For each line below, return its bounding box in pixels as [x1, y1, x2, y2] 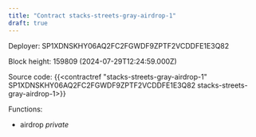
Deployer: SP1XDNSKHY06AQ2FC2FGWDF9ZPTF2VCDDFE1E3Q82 [8, 41, 230, 50]
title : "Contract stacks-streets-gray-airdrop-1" [8, 11, 177, 20]
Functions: [8, 104, 43, 114]
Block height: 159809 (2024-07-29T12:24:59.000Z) [8, 57, 177, 66]
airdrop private [19, 119, 69, 129]
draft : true [8, 19, 48, 27]
